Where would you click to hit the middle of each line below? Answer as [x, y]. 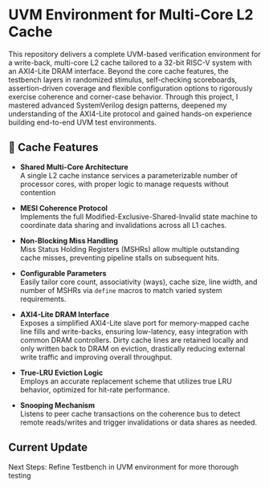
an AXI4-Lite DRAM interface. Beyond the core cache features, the [118, 71]
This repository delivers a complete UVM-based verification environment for [134, 54]
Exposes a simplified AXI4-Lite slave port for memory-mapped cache [134, 323]
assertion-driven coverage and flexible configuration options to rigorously [130, 88]
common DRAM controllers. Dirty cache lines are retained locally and [134, 340]
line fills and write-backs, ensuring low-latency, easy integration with [134, 331]
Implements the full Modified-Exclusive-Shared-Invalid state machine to [139, 216]
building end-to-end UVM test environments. [82, 122]
